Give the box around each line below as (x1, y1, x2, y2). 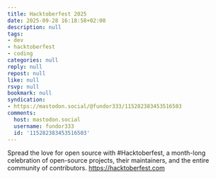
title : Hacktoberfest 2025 (7, 10, 87, 18)
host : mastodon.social (13, 116, 81, 123)
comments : (7, 109, 37, 116)
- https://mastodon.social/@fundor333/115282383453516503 (7, 103, 182, 110)
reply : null (7, 63, 42, 70)
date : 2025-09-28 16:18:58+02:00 (7, 17, 106, 24)
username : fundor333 (13, 122, 74, 130)
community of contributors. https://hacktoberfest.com (7, 164, 165, 173)
